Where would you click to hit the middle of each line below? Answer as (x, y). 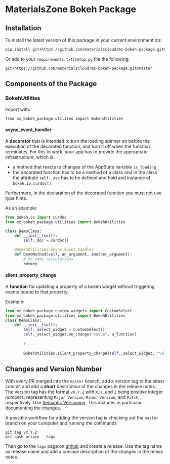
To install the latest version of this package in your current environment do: (83, 40)
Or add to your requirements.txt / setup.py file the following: (68, 59)
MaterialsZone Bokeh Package (71, 9)
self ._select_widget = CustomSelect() (64, 330)
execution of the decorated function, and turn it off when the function (78, 146)
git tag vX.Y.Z (21, 433)
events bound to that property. (37, 291)
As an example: (21, 208)
